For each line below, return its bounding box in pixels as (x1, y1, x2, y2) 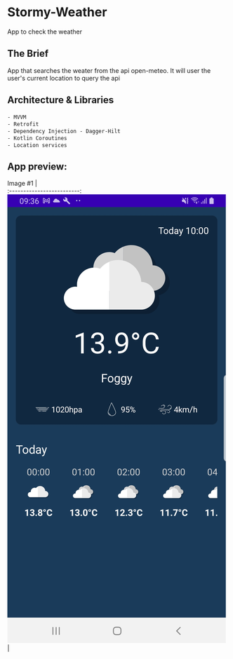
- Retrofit (7, 121, 39, 128)
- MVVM (7, 114, 27, 121)
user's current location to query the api (7, 74, 121, 82)
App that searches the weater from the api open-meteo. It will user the (7, 66, 211, 74)
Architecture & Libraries (7, 94, 114, 106)
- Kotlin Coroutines (7, 135, 68, 142)
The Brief (7, 48, 49, 60)
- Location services (7, 142, 68, 149)
